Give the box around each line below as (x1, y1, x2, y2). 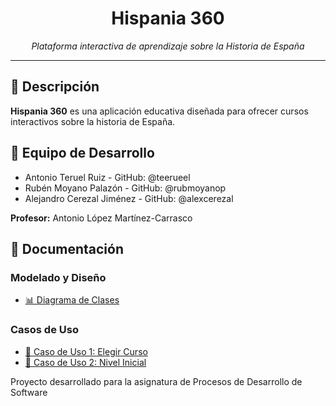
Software (10, 386, 48, 398)
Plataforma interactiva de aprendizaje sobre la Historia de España (31, 40, 305, 52)
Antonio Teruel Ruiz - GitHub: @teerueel (24, 171, 191, 183)
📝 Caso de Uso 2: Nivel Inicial (24, 356, 147, 368)
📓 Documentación (10, 240, 124, 257)
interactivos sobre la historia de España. (10, 115, 176, 127)
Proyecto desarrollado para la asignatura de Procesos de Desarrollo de (10, 375, 303, 387)
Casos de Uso (10, 323, 79, 337)
